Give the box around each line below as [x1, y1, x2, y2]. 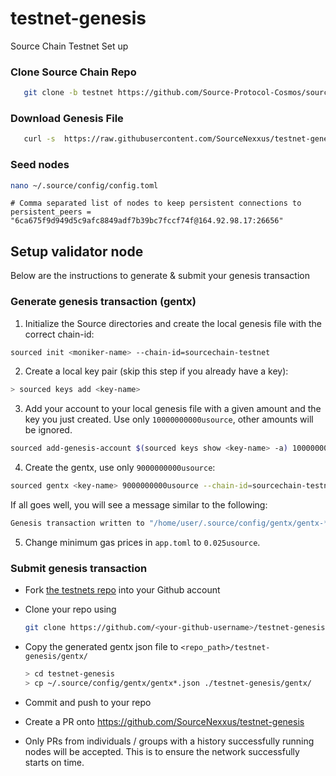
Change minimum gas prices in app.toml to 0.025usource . [24, 536, 261, 548]
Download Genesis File [10, 112, 124, 126]
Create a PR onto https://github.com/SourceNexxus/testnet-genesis [24, 715, 305, 727]
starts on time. [24, 756, 85, 768]
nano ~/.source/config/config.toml [10, 180, 159, 191]
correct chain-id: [24, 328, 95, 340]
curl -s [23, 134, 56, 144]
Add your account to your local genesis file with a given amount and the [24, 403, 322, 415]
